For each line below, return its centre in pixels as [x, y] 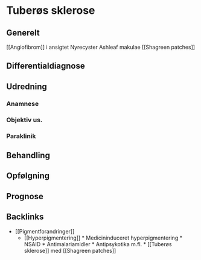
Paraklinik [21, 136]
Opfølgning [28, 176]
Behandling [28, 155]
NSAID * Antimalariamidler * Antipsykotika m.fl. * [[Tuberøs [98, 244]
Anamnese [23, 104]
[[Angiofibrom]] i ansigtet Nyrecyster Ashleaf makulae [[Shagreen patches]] [101, 47]
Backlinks [25, 217]
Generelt [23, 33]
